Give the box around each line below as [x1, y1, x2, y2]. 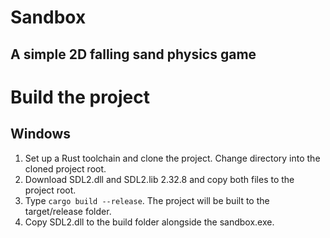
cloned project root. [24, 162, 107, 175]
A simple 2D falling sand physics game [10, 46, 257, 63]
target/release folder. [24, 205, 112, 217]
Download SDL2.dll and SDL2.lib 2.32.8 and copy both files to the [24, 173, 295, 185]
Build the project [10, 86, 151, 108]
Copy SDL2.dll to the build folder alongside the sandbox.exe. [24, 216, 275, 228]
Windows [10, 126, 71, 143]
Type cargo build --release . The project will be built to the [24, 194, 270, 206]
